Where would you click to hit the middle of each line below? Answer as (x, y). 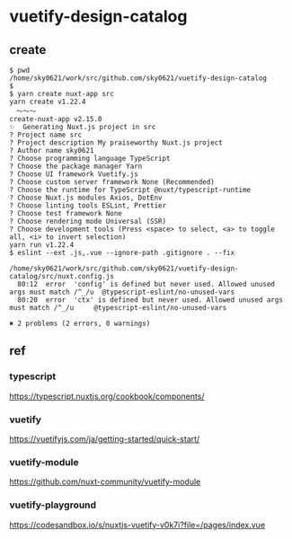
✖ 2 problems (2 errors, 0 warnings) (80, 323)
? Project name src (46, 135)
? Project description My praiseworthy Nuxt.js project (116, 143)
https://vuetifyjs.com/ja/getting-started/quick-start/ (105, 438)
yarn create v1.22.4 (48, 102)
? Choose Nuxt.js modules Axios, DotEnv (86, 198)
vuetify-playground (53, 505)
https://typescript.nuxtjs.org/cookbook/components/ (107, 396)
